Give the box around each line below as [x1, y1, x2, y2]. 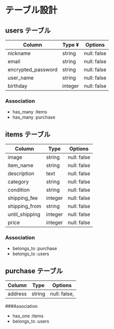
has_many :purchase [12, 114, 55, 121]
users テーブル [5, 26, 51, 35]
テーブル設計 [5, 5, 57, 16]
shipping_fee [7, 194, 38, 201]
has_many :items [12, 109, 47, 115]
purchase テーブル [5, 267, 63, 275]
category [7, 178, 29, 185]
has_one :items [12, 313, 44, 319]
